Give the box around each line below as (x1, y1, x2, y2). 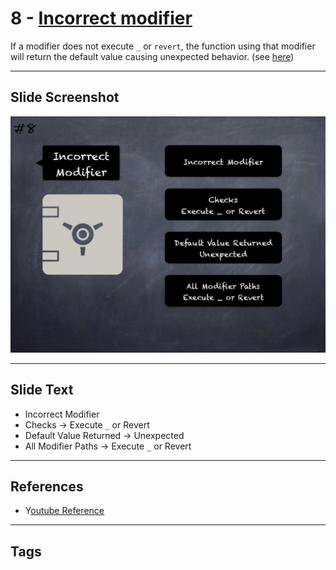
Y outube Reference (24, 505, 105, 517)
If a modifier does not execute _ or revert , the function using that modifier (10, 40, 316, 52)
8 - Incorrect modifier (10, 7, 193, 30)
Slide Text (10, 382, 74, 399)
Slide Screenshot (10, 89, 120, 106)
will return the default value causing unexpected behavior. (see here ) (10, 50, 295, 62)
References (10, 478, 84, 495)
